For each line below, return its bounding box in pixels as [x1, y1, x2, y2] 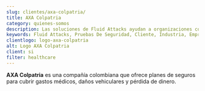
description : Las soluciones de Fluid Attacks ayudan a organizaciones [6, 26, 192, 32]
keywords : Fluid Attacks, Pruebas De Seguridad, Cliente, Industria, [6, 32, 187, 38]
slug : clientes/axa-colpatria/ [6, 9, 86, 15]
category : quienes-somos [6, 20, 70, 26]
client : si [6, 49, 34, 55]
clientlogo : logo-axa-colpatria [6, 37, 88, 43]
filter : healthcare [6, 54, 56, 60]
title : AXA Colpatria [6, 15, 62, 21]
